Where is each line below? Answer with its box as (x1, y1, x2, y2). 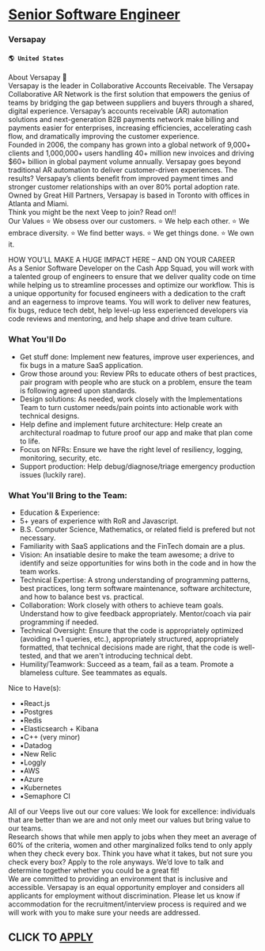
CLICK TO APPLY (8, 930, 93, 945)
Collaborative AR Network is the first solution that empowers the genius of (8, 90, 251, 99)
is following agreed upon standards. (19, 385, 137, 395)
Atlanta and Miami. (8, 199, 70, 209)
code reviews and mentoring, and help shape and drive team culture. (8, 314, 233, 324)
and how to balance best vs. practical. (19, 592, 145, 601)
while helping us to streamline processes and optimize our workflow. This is (8, 280, 256, 290)
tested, (19, 650, 44, 660)
